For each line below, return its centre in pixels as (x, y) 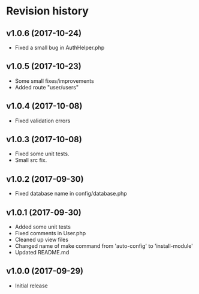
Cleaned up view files (42, 240)
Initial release (31, 286)
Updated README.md (42, 253)
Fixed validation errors (43, 121)
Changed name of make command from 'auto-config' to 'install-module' (104, 246)
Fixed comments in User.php (50, 233)
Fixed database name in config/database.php (71, 194)
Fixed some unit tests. (42, 154)
